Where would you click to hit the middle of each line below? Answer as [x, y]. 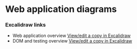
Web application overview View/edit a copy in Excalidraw [72, 35]
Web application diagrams [61, 9]
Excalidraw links [26, 25]
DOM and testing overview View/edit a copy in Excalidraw [72, 41]
